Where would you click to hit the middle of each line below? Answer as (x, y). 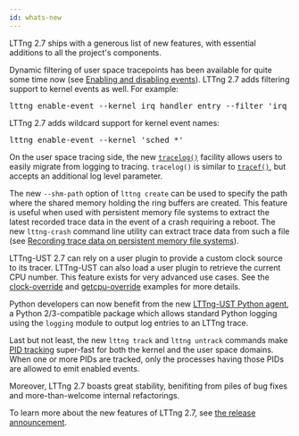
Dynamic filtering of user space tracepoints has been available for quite (141, 70)
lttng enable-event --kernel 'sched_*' (96, 140)
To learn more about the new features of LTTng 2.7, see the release (133, 413)
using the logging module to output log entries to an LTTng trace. (129, 323)
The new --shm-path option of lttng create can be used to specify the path (149, 193)
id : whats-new (36, 17)
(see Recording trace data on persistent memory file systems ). (124, 240)
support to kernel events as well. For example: (94, 88)
